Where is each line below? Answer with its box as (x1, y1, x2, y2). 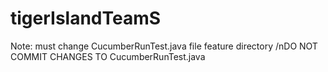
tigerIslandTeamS (10, 7, 162, 30)
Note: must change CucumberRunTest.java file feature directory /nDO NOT (10, 40, 318, 52)
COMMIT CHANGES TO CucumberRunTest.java (10, 50, 206, 62)
